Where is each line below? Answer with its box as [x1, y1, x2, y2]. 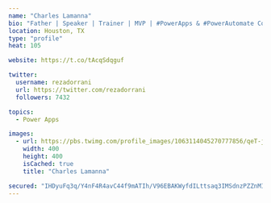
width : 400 [23, 145, 60, 153]
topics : [8, 108, 35, 116]
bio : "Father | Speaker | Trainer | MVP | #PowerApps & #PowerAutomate [8, 19, 254, 27]
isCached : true [23, 159, 74, 168]
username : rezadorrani [15, 78, 92, 86]
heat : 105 [8, 42, 42, 50]
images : [8, 130, 35, 138]
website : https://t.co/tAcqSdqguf [8, 56, 125, 64]
